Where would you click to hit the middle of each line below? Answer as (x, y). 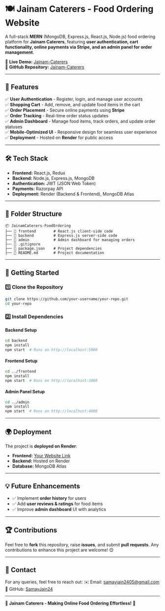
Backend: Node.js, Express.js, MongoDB (53, 178)
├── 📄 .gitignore (23, 244)
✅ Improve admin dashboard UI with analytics (59, 509)
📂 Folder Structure (34, 214)
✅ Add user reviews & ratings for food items (57, 504)
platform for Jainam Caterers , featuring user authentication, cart (72, 41)
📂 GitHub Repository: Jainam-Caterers (45, 67)
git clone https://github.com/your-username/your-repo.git (67, 299)
